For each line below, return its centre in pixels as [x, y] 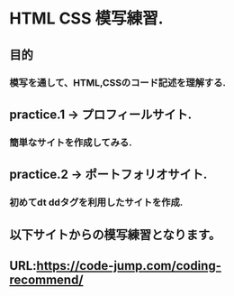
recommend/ [46, 279]
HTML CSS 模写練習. [86, 18]
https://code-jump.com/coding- [129, 266]
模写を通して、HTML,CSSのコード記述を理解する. [118, 82]
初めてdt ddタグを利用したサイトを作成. [96, 202]
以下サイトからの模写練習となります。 [115, 234]
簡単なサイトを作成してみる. [71, 143]
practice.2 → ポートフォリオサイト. [108, 175]
